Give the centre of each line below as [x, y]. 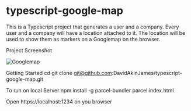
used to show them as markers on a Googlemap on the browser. [83, 39]
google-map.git [25, 79]
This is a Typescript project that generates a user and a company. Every [93, 27]
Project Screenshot [29, 50]
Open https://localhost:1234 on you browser [59, 101]
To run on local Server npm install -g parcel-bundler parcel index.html [90, 90]
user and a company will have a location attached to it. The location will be [96, 33]
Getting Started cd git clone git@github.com [59, 73]
